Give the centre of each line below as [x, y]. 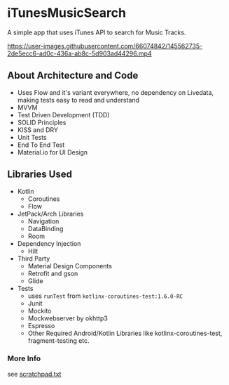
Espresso [41, 325]
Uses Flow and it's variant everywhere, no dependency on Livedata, [116, 92]
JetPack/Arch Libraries [50, 214]
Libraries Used [40, 175]
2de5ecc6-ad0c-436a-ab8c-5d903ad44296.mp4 [79, 53]
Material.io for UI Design [53, 152]
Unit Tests [32, 137]
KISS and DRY [37, 130]
